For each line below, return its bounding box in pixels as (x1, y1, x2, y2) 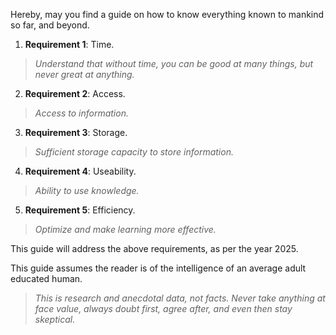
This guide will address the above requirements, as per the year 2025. (10, 243, 299, 254)
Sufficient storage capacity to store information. (34, 146, 234, 158)
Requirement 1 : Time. (24, 39, 115, 50)
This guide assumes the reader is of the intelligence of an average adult (10, 262, 307, 274)
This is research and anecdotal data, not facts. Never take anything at (34, 292, 326, 304)
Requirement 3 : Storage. (24, 127, 128, 138)
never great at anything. (34, 69, 135, 80)
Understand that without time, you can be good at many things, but (34, 58, 314, 69)
